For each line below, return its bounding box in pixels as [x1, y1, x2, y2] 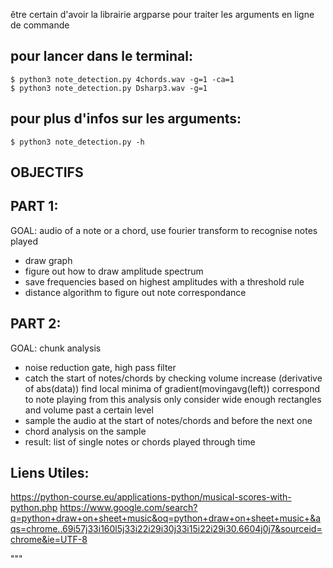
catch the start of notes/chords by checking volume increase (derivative [24, 372, 323, 384]
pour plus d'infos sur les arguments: [10, 110, 242, 128]
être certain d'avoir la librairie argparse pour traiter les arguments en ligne [10, 9, 315, 20]
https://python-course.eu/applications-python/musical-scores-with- [10, 491, 292, 503]
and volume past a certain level [24, 404, 154, 416]
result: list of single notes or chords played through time [24, 435, 256, 448]
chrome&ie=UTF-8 [10, 534, 88, 546]
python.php [10, 502, 58, 514]
